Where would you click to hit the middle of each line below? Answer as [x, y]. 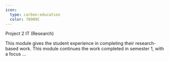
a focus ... [16, 54]
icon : [11, 10]
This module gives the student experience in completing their [70, 43]
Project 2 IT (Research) [30, 34]
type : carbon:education [35, 15]
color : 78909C [25, 19]
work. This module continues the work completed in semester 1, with [92, 49]
